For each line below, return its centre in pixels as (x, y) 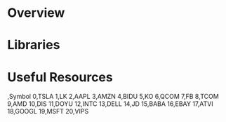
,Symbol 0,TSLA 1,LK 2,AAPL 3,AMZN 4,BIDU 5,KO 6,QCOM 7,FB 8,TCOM (113, 97)
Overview (36, 13)
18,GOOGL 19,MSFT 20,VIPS (48, 111)
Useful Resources (60, 77)
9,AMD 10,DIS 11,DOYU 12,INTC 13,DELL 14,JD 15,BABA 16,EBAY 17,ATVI (110, 104)
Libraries (34, 45)
